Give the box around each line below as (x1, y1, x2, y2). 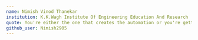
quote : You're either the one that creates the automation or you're (6, 19, 181, 25)
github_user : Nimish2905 (6, 25, 67, 31)
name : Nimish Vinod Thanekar (6, 8, 78, 15)
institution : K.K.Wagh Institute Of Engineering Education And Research (6, 14, 189, 20)
